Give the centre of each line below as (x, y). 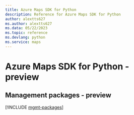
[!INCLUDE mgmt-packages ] (34, 107)
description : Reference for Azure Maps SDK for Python (63, 14)
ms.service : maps (23, 42)
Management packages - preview (58, 95)
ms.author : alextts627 (29, 24)
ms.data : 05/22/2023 (27, 28)
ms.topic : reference (27, 33)
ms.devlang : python (25, 38)
